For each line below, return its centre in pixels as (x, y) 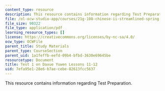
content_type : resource (29, 10)
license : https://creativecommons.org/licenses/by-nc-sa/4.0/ (70, 37)
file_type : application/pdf (34, 28)
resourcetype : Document (29, 60)
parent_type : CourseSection (34, 51)
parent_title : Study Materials (37, 46)
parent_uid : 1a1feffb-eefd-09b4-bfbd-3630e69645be (58, 55)
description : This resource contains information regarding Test (73, 14)
